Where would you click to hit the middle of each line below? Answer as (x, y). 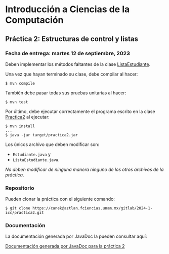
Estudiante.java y (31, 154)
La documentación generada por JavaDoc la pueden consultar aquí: (76, 236)
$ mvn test (17, 102)
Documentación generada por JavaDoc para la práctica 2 (65, 246)
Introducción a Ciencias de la (68, 9)
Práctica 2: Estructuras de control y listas (72, 39)
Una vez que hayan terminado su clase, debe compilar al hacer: (72, 74)
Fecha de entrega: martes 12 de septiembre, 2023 (68, 53)
